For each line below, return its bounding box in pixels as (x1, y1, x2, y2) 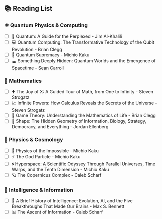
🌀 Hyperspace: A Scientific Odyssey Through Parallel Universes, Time (11, 161, 156, 167)
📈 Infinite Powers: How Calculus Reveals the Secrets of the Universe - (11, 100, 158, 106)
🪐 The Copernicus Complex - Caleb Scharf (11, 172, 102, 178)
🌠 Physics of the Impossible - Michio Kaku (11, 147, 99, 154)
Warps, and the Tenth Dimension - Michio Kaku (11, 166, 109, 172)
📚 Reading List (4, 4, 53, 13)
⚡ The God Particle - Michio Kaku (11, 153, 81, 159)
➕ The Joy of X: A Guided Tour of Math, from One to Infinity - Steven (11, 89, 153, 95)
